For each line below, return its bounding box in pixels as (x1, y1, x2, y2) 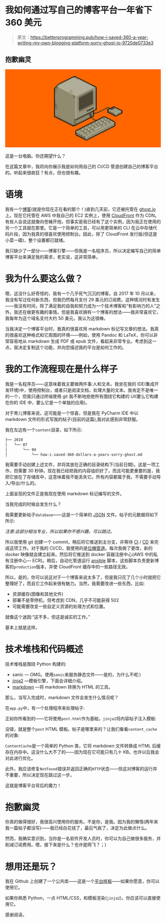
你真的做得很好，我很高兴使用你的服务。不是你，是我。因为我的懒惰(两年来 (5, 819, 159, 825)
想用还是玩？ (5, 861, 58, 872)
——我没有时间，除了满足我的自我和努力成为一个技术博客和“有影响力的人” (5, 303, 157, 309)
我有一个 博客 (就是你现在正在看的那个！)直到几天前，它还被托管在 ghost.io (5, 206, 156, 212)
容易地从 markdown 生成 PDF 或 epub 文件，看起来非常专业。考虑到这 (9, 338, 152, 344)
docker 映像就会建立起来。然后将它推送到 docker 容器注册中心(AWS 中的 (5, 551, 154, 557)
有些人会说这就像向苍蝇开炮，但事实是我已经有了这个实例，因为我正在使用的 (5, 219, 161, 225)
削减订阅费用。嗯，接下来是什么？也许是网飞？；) (5, 842, 107, 848)
